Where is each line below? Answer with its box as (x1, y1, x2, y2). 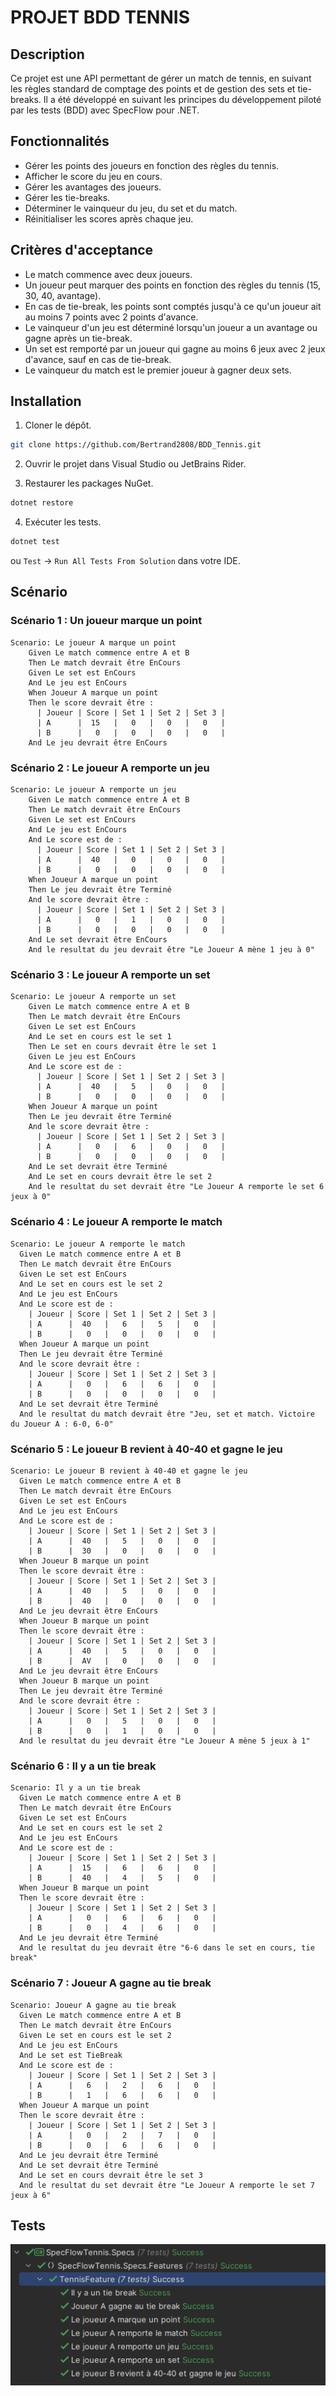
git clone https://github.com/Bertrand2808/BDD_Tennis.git (10, 440, 262, 450)
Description (10, 46, 85, 63)
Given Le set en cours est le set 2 (19, 2030, 172, 2040)
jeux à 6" (10, 2190, 52, 2200)
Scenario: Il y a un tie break (10, 1783, 141, 1793)
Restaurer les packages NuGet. (24, 477, 154, 490)
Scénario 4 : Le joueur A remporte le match (10, 1215, 223, 1229)
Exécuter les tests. (24, 516, 102, 528)
